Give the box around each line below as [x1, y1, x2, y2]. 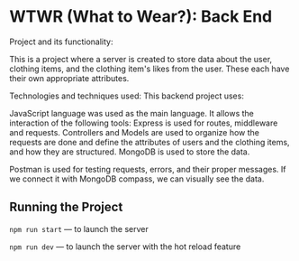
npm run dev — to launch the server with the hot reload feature [9, 241, 241, 252]
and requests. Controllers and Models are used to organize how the [9, 126, 259, 137]
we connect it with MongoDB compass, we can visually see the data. [9, 173, 265, 184]
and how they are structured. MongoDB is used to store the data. [9, 146, 250, 157]
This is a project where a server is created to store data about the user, [9, 53, 273, 64]
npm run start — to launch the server [9, 223, 149, 234]
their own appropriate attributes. [9, 72, 130, 83]
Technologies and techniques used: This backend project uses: [9, 90, 245, 101]
